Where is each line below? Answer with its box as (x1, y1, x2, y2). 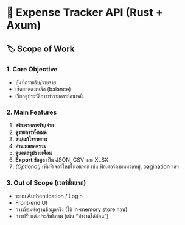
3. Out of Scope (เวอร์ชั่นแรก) (6, 179, 86, 187)
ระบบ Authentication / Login (15, 192, 83, 200)
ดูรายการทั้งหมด (15, 129, 47, 136)
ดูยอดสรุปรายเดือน (15, 149, 52, 157)
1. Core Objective (6, 65, 58, 73)
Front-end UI (15, 199, 47, 207)
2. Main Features (6, 108, 57, 116)
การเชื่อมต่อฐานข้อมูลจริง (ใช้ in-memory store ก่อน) (15, 205, 128, 213)
